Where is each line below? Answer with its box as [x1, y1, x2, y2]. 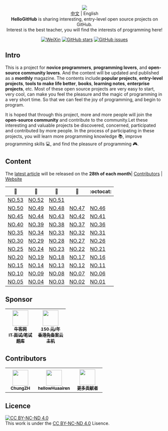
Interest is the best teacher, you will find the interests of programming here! [7, 27, 162, 33]
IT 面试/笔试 [8, 332, 33, 338]
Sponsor [5, 295, 33, 304]
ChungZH [11, 385, 30, 391]
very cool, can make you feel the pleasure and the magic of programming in [5, 91, 162, 97]
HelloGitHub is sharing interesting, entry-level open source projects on [11, 16, 158, 22]
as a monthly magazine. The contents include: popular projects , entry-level [5, 75, 163, 81]
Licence [5, 401, 31, 410]
